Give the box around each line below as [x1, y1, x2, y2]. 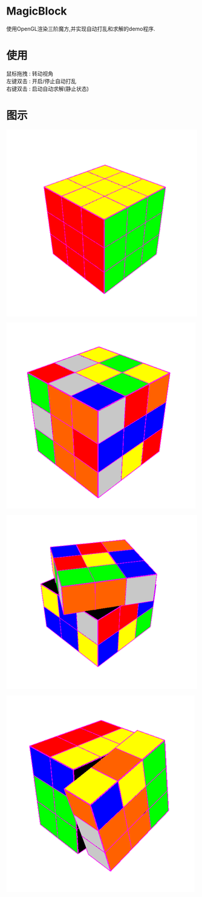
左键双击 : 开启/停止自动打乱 [6, 77, 77, 84]
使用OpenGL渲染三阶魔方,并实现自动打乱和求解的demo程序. [6, 25, 155, 32]
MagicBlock [6, 4, 68, 18]
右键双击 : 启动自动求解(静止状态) [6, 85, 90, 92]
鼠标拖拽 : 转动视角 [6, 70, 53, 77]
